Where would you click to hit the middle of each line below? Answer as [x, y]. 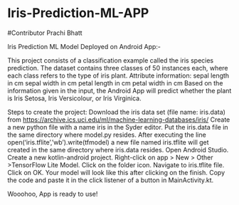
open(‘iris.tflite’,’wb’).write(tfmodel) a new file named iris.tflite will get [108, 142]
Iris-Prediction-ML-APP [78, 13]
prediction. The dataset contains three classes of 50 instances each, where [118, 68]
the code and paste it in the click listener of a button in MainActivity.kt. [111, 180]
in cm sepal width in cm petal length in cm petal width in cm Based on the [115, 83]
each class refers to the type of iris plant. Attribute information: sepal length [118, 75]
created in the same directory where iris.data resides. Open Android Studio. [118, 149]
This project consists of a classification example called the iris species [111, 60]
